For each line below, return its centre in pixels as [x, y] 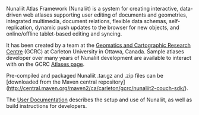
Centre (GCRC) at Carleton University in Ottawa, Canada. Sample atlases [95, 52]
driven [14, 15]
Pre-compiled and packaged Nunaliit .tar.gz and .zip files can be [85, 76]
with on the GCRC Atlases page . [45, 64]
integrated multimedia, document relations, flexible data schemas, [87, 21]
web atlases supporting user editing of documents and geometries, [105, 15]
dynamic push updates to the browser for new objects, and [107, 27]
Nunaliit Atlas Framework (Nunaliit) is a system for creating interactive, [92, 9]
